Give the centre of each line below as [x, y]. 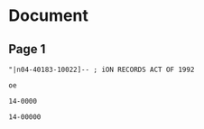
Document [49, 16]
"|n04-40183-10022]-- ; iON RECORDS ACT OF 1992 [102, 69]
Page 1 [27, 49]
